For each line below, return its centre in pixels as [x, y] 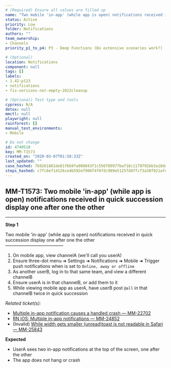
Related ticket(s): [23, 303]
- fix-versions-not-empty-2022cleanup [46, 90]
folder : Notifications [29, 29]
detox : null [18, 109]
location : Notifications [32, 62]
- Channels [17, 43]
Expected [16, 339]
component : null [22, 67]
